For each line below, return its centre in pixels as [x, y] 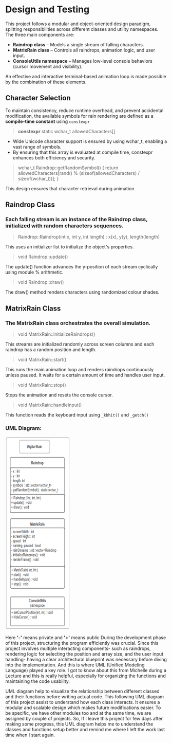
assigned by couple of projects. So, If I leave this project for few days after [84, 719]
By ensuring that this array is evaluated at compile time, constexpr [83, 152]
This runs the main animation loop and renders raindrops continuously [80, 370]
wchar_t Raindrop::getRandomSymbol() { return [68, 168]
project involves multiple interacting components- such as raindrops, [78, 648]
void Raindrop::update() [43, 257]
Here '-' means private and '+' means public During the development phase [86, 638]
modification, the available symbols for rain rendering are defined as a [80, 116]
